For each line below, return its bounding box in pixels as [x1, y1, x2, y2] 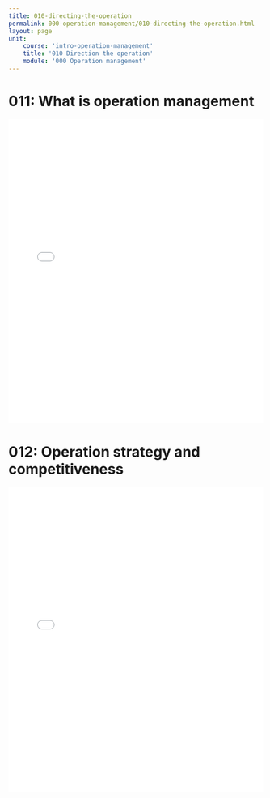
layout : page [8, 27, 53, 35]
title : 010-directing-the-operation [8, 11, 132, 20]
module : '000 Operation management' [23, 58, 147, 66]
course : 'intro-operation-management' [23, 42, 154, 50]
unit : [8, 34, 27, 43]
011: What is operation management [8, 92, 255, 110]
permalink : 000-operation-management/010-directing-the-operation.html [8, 19, 255, 28]
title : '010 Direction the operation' [23, 49, 154, 58]
